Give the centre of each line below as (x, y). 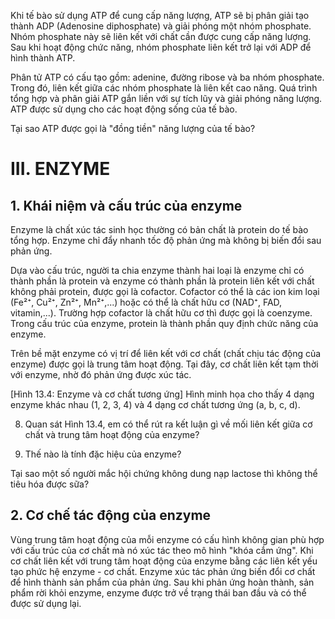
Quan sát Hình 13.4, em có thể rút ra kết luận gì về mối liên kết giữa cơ (168, 424)
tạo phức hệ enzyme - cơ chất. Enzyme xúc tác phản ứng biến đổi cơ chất (163, 571)
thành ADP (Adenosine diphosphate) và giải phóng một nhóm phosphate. (161, 26)
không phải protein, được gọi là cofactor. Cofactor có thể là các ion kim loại (165, 291)
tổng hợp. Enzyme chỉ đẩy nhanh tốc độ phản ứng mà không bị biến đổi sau (166, 240)
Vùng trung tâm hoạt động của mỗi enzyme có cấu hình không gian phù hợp (167, 539)
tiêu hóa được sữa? (50, 484)
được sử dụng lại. (46, 603)
